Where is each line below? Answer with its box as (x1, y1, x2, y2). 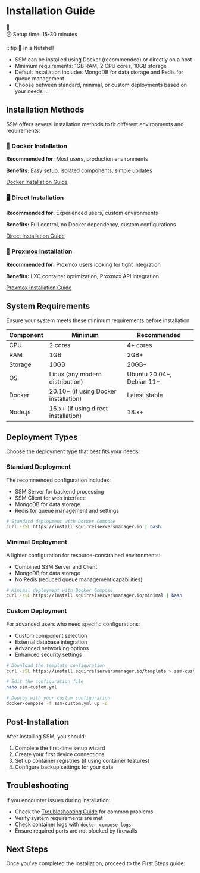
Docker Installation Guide (6, 179, 68, 186)
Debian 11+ (127, 378, 161, 386)
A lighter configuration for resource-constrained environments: (6, 551, 161, 559)
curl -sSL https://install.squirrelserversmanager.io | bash (6, 524, 161, 530)
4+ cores (127, 341, 152, 350)
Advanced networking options (14, 644, 89, 651)
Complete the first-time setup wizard (14, 744, 105, 752)
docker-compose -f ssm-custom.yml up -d (6, 701, 108, 707)
